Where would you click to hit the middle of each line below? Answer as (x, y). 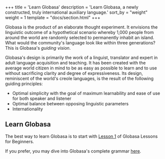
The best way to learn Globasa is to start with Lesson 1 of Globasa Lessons (82, 136)
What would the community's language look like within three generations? (80, 43)
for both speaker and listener (42, 98)
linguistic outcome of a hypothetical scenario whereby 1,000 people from (80, 32)
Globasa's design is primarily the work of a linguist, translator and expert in (82, 58)
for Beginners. (20, 141)
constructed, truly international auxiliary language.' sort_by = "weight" (76, 12)
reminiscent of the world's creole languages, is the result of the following (80, 79)
